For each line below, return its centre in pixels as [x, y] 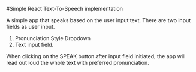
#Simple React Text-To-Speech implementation [64, 9]
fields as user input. [31, 27]
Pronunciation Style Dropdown [53, 38]
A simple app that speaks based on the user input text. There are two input [99, 20]
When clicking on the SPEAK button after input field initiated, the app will [96, 56]
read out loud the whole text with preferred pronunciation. [78, 63]
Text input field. [34, 45]
